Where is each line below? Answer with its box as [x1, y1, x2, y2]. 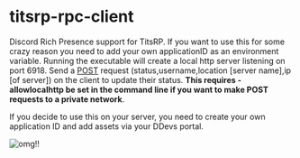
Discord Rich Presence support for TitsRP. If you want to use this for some [9, 36, 286, 47]
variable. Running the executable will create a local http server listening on [9, 55, 286, 66]
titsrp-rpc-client [9, 6, 134, 27]
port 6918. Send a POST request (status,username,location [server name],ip [9, 65, 291, 76]
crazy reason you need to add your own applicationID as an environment [9, 45, 279, 56]
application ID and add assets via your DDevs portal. [9, 120, 205, 132]
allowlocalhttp [9, 84, 65, 95]
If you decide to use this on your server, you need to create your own [9, 111, 266, 122]
